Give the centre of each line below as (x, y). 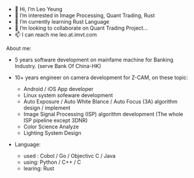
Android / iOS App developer (58, 89)
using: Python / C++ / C (52, 162)
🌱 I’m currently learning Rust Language (62, 22)
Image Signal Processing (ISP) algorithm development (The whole (103, 114)
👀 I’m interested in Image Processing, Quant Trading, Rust (85, 15)
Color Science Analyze (51, 127)
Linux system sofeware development (68, 95)
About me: (19, 48)
